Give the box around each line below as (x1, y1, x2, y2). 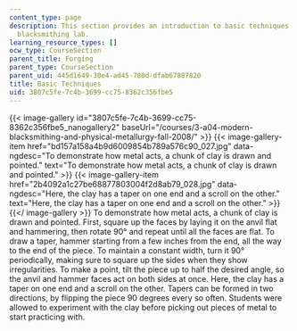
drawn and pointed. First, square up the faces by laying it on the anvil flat (9, 216, 278, 228)
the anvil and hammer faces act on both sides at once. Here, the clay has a (9, 273, 285, 284)
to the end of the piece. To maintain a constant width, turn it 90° (9, 244, 245, 255)
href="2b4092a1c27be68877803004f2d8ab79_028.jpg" (9, 178, 216, 189)
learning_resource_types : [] (9, 37, 118, 47)
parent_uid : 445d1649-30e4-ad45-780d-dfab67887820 (9, 71, 202, 80)
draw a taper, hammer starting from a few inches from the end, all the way (9, 236, 283, 246)
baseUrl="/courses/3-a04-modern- (121, 121, 253, 132)
